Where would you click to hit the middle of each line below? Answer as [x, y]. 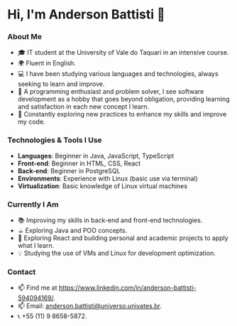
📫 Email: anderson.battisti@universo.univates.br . [89, 306]
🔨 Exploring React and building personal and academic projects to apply [123, 238]
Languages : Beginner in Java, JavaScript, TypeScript [96, 156]
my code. [31, 122]
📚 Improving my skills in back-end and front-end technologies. [110, 220]
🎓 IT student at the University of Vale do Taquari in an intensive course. [123, 53]
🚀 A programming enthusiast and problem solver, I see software [111, 92]
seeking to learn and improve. [61, 84]
